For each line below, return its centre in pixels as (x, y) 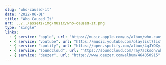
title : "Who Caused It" (30, 19)
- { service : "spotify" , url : (41, 46)
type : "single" (21, 28)
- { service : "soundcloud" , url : (44, 50)
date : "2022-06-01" (25, 14)
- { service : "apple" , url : (39, 37)
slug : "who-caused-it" (28, 10)
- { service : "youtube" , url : (41, 42)
